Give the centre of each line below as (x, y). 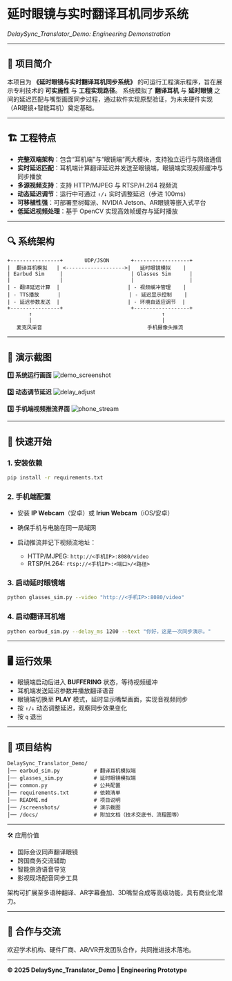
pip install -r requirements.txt (55, 477)
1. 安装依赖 (25, 463)
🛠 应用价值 (23, 835)
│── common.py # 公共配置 (64, 786)
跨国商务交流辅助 (41, 861)
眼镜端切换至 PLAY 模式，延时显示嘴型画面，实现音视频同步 (103, 699)
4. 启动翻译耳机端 (36, 616)
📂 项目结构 (29, 747)
